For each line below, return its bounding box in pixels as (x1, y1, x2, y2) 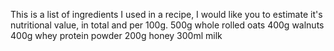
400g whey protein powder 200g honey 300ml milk (10, 30, 223, 41)
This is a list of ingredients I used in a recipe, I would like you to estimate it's (10, 9, 323, 20)
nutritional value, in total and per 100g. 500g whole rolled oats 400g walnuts (10, 19, 325, 31)
